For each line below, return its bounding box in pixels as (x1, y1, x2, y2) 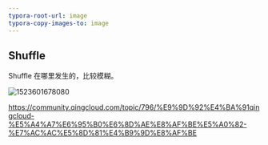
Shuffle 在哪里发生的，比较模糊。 (8, 71, 118, 81)
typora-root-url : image (8, 11, 88, 20)
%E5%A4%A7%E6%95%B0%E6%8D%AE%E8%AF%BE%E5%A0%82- (8, 119, 247, 129)
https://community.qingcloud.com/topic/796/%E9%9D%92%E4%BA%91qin (8, 103, 260, 112)
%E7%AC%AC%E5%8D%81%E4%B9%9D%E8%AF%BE (8, 128, 198, 138)
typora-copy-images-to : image (8, 19, 110, 27)
